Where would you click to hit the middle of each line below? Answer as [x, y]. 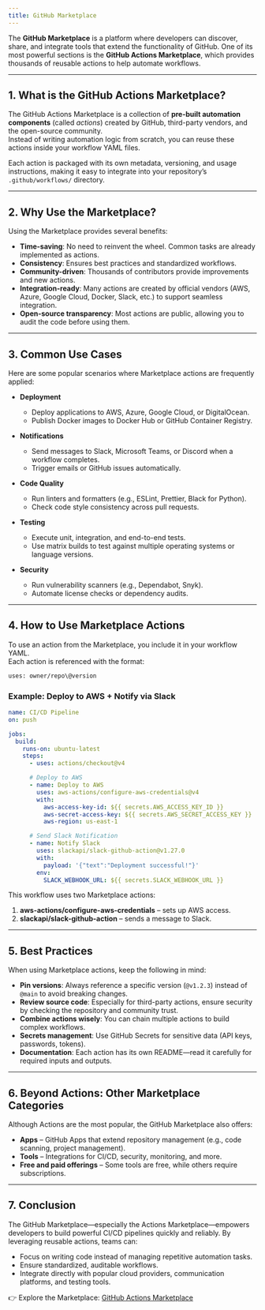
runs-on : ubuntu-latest [62, 749]
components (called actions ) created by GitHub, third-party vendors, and [128, 122]
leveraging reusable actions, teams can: [73, 1241]
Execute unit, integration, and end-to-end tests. [108, 538]
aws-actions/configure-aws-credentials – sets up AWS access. [125, 910]
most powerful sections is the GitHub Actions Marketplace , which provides [131, 54]
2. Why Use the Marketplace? [82, 212]
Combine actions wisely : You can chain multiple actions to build [125, 1019]
